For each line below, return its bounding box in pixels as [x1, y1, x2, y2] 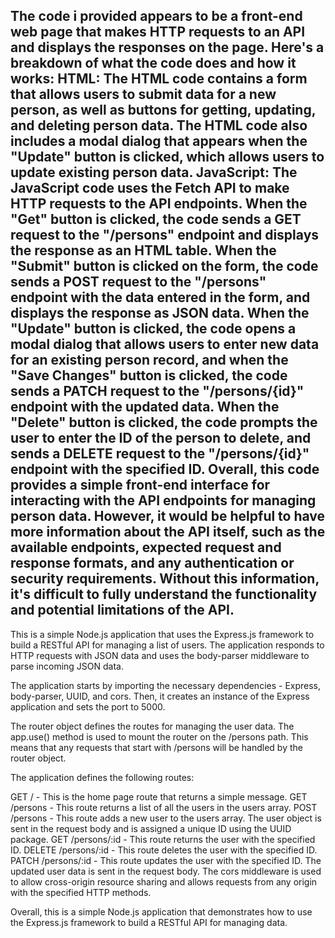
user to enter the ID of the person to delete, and [10, 430, 312, 447]
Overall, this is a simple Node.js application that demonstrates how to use [10, 905, 313, 918]
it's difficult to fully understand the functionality [10, 586, 318, 603]
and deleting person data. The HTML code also [10, 117, 308, 134]
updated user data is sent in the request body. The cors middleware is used [10, 865, 322, 877]
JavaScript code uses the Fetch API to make [10, 180, 290, 197]
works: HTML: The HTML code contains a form [10, 70, 308, 88]
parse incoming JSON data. [10, 660, 124, 672]
